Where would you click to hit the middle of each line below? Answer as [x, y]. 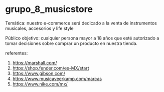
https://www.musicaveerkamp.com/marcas [57, 78]
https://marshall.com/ [35, 62]
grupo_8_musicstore [49, 9]
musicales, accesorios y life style [39, 28]
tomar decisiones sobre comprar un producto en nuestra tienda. [71, 43]
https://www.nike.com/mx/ [40, 84]
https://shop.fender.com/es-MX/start [51, 68]
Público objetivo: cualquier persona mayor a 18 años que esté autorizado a [82, 38]
